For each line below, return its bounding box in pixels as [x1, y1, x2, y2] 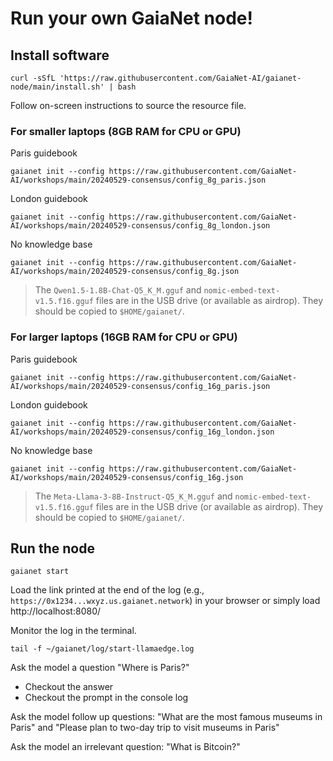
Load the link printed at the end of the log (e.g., [10, 584, 205, 596]
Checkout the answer [24, 681, 114, 693]
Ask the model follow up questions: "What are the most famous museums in [10, 711, 323, 723]
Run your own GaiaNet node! [10, 7, 253, 30]
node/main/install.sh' [10, 82, 105, 92]
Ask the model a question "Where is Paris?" [10, 662, 190, 674]
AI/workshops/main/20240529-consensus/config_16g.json [10, 472, 244, 482]
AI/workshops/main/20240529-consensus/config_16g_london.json [10, 427, 275, 437]
